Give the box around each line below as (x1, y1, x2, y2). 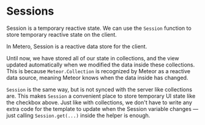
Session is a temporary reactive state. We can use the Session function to (6, 24, 192, 32)
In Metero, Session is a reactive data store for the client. (6, 43, 147, 50)
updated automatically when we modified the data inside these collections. (6, 61, 195, 68)
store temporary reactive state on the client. (6, 30, 117, 38)
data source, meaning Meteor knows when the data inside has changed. (6, 74, 188, 81)
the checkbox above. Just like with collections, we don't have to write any (6, 99, 193, 106)
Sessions (6, 4, 54, 18)
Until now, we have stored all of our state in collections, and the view (6, 54, 179, 62)
